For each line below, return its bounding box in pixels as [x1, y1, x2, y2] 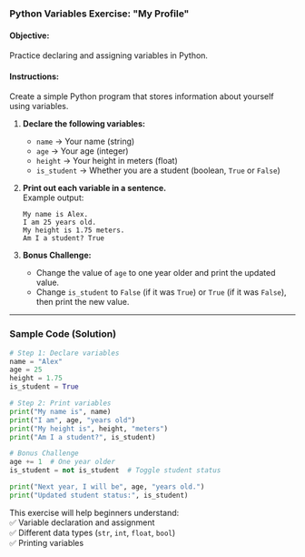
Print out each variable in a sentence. [22, 183, 167, 194]
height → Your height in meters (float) [35, 156, 179, 167]
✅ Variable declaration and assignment [9, 517, 155, 528]
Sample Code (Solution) [9, 328, 116, 340]
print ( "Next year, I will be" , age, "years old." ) [9, 482, 205, 491]
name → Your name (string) [35, 136, 135, 147]
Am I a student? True [22, 234, 104, 243]
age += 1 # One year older [9, 458, 116, 467]
